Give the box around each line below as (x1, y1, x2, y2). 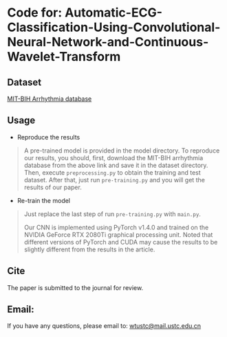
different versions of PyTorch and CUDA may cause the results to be (23, 238, 218, 246)
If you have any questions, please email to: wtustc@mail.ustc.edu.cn (7, 322, 202, 330)
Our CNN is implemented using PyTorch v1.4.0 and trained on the (23, 223, 209, 231)
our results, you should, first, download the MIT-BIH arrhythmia (23, 153, 204, 162)
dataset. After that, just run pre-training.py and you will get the (23, 175, 205, 184)
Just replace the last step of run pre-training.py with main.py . (23, 209, 202, 218)
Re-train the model (17, 196, 71, 204)
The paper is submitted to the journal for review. (7, 283, 143, 291)
